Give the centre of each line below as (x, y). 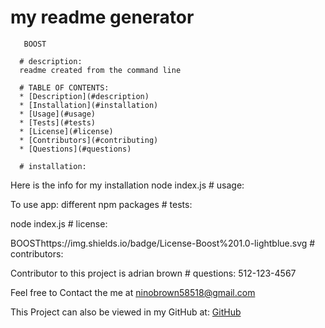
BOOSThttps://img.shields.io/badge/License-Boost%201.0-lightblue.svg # (163, 243)
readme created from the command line (100, 70)
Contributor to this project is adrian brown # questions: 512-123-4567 (153, 273)
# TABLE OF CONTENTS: (64, 87)
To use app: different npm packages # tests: (101, 204)
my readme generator (102, 17)
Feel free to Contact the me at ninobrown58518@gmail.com (133, 292)
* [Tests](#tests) (58, 122)
